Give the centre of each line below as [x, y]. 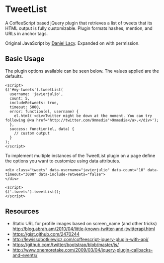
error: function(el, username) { [44, 111]
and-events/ [25, 255]
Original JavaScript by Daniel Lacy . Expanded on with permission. [73, 43]
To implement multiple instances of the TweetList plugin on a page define [80, 155]
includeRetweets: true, [34, 103]
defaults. [14, 76]
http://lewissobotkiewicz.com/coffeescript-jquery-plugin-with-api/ [81, 239]
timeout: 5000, [25, 107]
